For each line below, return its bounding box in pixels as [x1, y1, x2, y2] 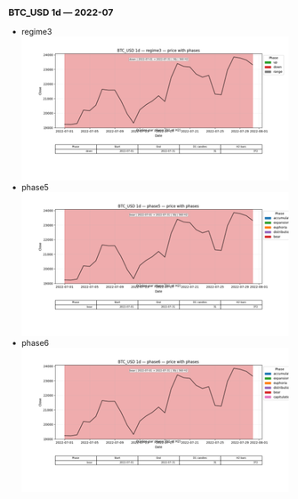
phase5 [20, 182, 50, 193]
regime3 [20, 27, 52, 37]
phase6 [20, 337, 50, 348]
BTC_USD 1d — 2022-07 [8, 6, 114, 19]
